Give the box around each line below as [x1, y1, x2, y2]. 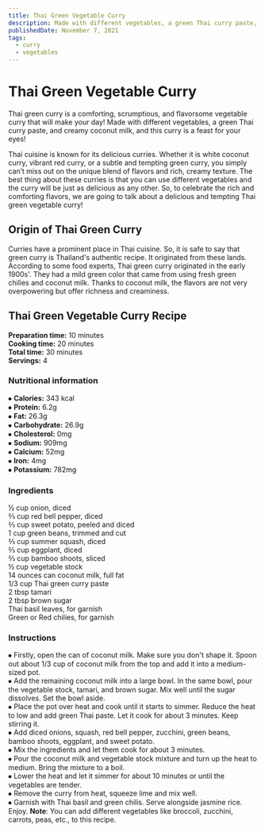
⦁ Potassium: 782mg [8, 465, 77, 474]
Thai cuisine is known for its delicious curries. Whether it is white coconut [8, 149, 250, 159]
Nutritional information [8, 375, 98, 386]
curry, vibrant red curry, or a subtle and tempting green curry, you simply [8, 158, 248, 167]
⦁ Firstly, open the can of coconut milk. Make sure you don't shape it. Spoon [8, 650, 257, 660]
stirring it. [8, 719, 40, 729]
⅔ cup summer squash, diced [8, 537, 106, 546]
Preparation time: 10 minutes [8, 330, 105, 339]
